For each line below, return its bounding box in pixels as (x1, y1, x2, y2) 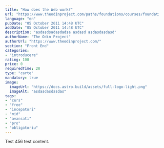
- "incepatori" (5, 107, 36, 112)
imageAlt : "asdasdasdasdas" (9, 89, 67, 94)
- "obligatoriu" (5, 125, 38, 130)
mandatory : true (5, 75, 38, 80)
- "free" (5, 103, 23, 107)
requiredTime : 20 (5, 66, 41, 71)
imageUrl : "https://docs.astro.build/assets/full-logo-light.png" (9, 84, 147, 89)
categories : (5, 48, 29, 53)
